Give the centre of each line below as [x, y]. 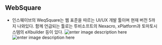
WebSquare [23, 8]
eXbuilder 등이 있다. [44, 32]
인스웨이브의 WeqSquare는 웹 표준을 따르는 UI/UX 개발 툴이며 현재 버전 [80, 20]
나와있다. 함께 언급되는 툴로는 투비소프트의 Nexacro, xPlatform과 [79, 26]
